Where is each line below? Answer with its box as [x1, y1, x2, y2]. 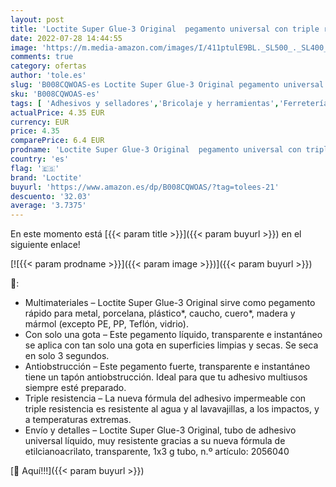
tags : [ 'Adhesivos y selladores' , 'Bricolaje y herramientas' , [10, 98, 280, 108]
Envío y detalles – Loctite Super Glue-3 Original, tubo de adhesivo [24, 424, 297, 436]
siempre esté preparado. [24, 382, 127, 394]
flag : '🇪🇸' [10, 163, 60, 173]
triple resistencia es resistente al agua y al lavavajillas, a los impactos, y [24, 403, 320, 415]
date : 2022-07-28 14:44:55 [10, 33, 123, 43]
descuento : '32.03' [10, 191, 92, 201]
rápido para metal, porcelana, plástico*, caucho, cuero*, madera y [24, 307, 296, 320]
